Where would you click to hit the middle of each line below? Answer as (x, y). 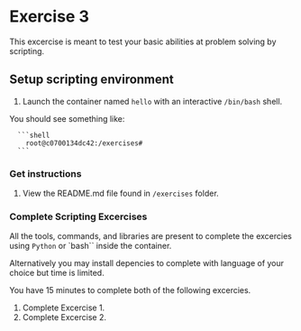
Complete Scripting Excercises (78, 216)
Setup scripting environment (91, 80)
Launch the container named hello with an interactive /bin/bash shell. (152, 101)
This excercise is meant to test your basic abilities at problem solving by (143, 41)
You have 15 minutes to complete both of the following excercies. (130, 290)
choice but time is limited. (57, 273)
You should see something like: (67, 118)
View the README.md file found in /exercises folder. (120, 193)
